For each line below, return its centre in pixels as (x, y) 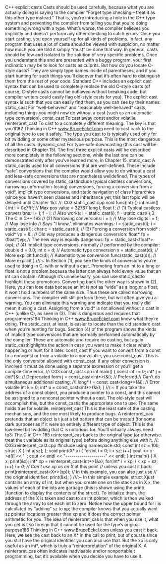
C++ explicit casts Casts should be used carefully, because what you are (80, 7)
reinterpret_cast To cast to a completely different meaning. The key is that (81, 123)
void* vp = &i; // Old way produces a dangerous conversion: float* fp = (77, 234)
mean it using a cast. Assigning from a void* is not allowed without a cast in (82, 308)
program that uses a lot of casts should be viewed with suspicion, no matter (83, 44)
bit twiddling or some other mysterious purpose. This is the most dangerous (83, 139)
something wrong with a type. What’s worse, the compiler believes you (77, 28)
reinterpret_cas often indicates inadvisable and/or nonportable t (70, 551)
